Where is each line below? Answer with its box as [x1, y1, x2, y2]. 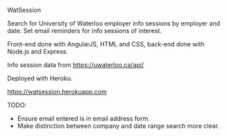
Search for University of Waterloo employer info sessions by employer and [7, 19, 221, 27]
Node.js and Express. [7, 48, 68, 55]
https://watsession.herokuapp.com [7, 88, 108, 95]
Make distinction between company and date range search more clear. [17, 122, 220, 130]
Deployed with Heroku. [7, 74, 73, 82]
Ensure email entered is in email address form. [17, 114, 151, 122]
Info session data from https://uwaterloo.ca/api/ [7, 61, 144, 68]
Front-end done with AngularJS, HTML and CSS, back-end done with [7, 40, 205, 48]
